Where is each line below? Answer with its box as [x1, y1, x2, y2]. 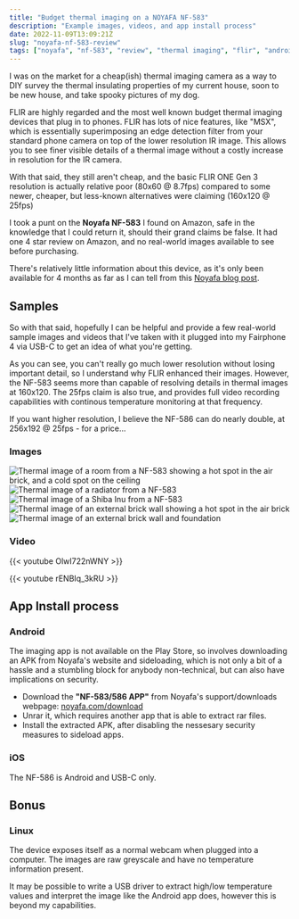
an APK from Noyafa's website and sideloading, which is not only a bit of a [9, 655, 283, 666]
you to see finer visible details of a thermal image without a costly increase [9, 145, 284, 156]
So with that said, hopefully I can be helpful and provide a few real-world [9, 322, 276, 333]
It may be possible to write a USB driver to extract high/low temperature [9, 881, 273, 892]
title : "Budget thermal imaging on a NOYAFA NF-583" [9, 12, 209, 22]
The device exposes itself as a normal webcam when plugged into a [9, 845, 259, 856]
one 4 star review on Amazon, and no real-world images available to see [9, 236, 275, 247]
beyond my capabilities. [9, 900, 96, 911]
